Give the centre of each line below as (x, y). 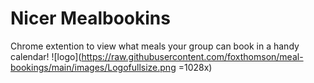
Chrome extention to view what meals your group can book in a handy (155, 46)
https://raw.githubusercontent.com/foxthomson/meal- (192, 56)
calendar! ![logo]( (46, 56)
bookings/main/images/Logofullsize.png (93, 67)
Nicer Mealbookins (90, 18)
